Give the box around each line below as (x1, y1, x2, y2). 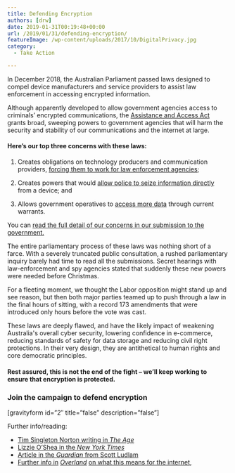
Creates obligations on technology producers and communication (17, 157, 208, 166)
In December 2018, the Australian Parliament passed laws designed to (7, 74, 210, 83)
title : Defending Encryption (7, 10, 93, 18)
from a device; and (17, 186, 72, 195)
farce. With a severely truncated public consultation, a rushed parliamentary (7, 250, 228, 258)
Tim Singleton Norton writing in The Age (17, 435, 134, 443)
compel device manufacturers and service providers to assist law (7, 82, 197, 91)
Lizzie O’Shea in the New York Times (17, 443, 125, 451)
